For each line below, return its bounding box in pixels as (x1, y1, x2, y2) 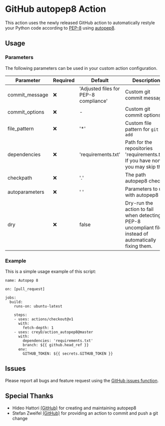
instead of (125, 230, 149, 237)
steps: (14, 312, 27, 317)
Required (53, 77, 75, 84)
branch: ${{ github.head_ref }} (23, 342, 89, 347)
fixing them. (125, 243, 153, 249)
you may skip (125, 163, 156, 170)
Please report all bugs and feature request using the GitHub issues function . (5, 377, 159, 383)
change (12, 415, 28, 421)
